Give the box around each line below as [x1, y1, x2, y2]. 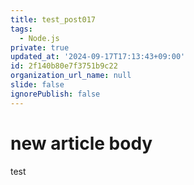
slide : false [10, 80, 65, 90]
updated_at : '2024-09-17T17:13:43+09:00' [10, 52, 186, 62]
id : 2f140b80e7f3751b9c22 [10, 61, 118, 71]
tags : [10, 24, 33, 34]
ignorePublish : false [10, 89, 101, 99]
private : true [10, 42, 70, 53]
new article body [10, 132, 153, 155]
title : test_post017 [10, 14, 97, 25]
